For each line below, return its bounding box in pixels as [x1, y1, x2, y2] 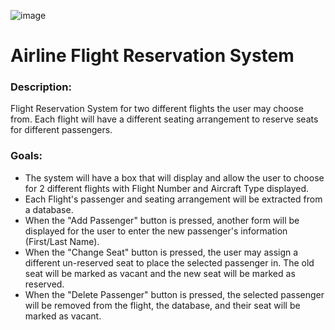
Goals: [10, 149, 43, 163]
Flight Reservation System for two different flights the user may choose [10, 103, 304, 115]
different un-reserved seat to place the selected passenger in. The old [24, 256, 315, 269]
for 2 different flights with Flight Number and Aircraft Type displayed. [24, 182, 310, 194]
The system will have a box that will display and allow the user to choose [24, 171, 325, 184]
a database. [24, 203, 74, 215]
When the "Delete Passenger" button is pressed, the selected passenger [24, 288, 325, 300]
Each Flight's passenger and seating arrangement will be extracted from [24, 193, 323, 205]
